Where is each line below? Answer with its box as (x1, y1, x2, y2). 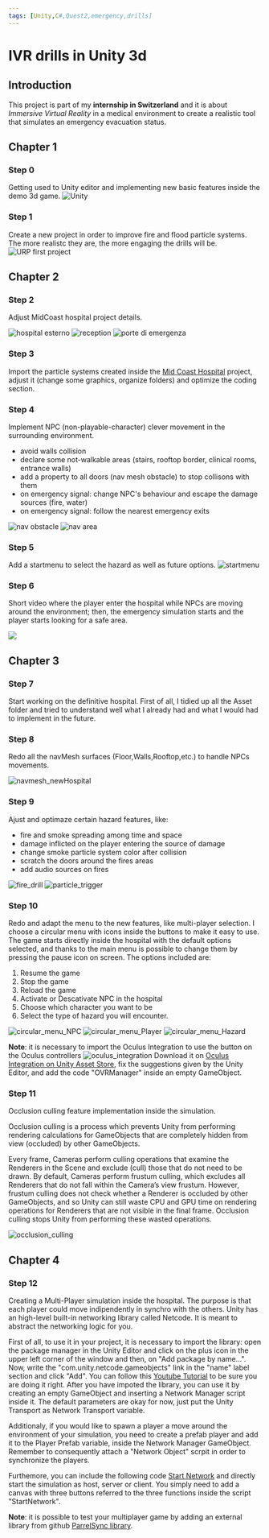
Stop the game (19, 977, 69, 986)
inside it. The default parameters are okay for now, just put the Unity (8, 1397, 234, 1407)
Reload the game (19, 986, 76, 995)
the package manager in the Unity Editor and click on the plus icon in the (8, 1346, 249, 1355)
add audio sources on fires (19, 864, 109, 874)
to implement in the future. (8, 713, 96, 723)
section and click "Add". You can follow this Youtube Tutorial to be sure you (8, 1371, 258, 1381)
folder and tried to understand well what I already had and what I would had (8, 705, 259, 715)
